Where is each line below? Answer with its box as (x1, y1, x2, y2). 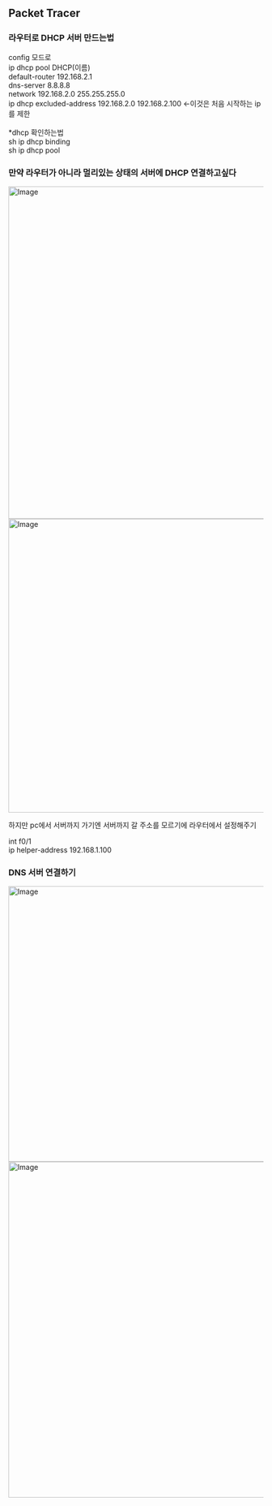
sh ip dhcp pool (8, 145, 61, 155)
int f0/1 (8, 836, 32, 846)
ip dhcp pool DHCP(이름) (8, 63, 91, 72)
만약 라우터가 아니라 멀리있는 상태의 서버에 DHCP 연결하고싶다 (8, 166, 237, 178)
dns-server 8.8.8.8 (8, 80, 70, 90)
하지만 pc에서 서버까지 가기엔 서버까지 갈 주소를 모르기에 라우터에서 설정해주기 (8, 820, 257, 830)
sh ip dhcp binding (8, 136, 70, 146)
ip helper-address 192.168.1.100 (8, 844, 112, 855)
